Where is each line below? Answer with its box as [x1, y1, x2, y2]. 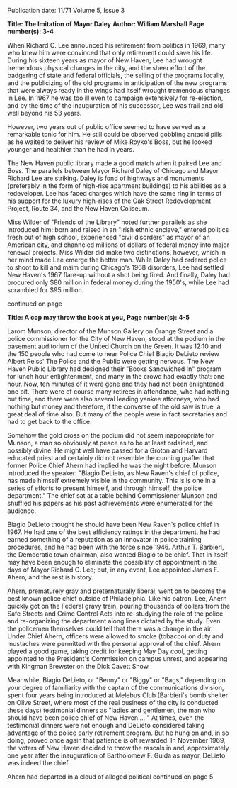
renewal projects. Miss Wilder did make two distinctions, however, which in [7, 248, 226, 256]
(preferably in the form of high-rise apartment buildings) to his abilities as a [7, 182, 226, 190]
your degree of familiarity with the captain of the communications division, [7, 684, 224, 692]
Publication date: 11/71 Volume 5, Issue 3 [7, 6, 125, 14]
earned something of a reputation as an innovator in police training [7, 535, 202, 543]
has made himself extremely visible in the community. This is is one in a [7, 477, 216, 484]
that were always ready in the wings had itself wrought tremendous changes [7, 87, 231, 94]
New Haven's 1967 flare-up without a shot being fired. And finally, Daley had [7, 271, 230, 279]
